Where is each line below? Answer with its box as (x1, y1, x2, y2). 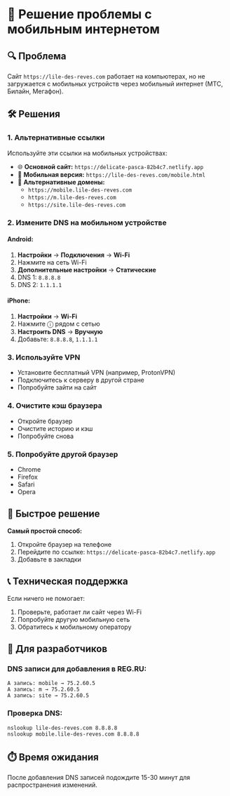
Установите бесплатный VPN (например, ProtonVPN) (17, 369, 176, 377)
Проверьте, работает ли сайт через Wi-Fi (17, 607, 142, 616)
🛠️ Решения (7, 108, 61, 120)
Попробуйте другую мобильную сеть (17, 615, 130, 623)
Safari (17, 480, 35, 489)
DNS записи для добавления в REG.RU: (7, 663, 147, 673)
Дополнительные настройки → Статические (17, 265, 156, 274)
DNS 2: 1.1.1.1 (17, 280, 62, 288)
